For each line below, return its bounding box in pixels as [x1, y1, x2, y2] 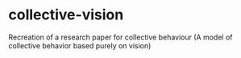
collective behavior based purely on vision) [8, 40, 152, 50]
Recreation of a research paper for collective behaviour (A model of [8, 32, 233, 42]
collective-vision [8, 6, 124, 24]
